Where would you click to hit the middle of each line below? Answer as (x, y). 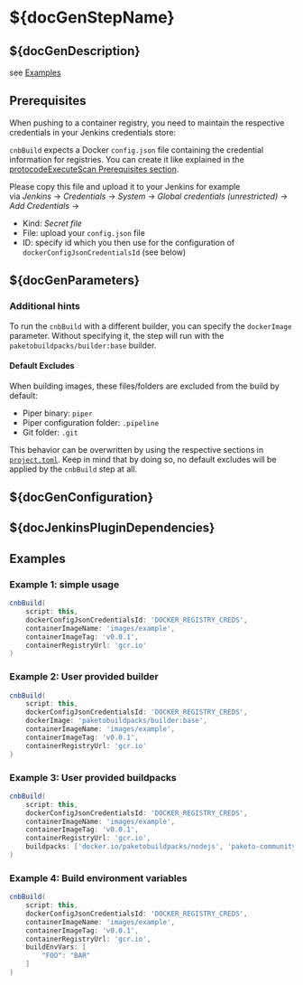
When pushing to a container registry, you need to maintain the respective (147, 122)
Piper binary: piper (57, 413)
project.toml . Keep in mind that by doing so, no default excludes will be (143, 459)
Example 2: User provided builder (84, 677)
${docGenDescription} (75, 51)
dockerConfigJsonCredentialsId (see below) (104, 252)
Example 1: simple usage (64, 584)
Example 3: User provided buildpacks (93, 777)
